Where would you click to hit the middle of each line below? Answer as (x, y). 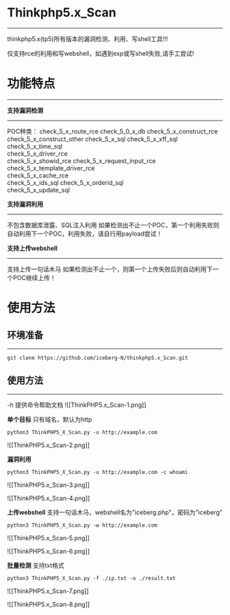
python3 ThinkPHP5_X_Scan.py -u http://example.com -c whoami (98, 472)
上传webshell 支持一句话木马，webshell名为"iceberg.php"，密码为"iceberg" (115, 512)
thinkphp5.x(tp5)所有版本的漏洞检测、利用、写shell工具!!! (88, 38)
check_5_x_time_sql (35, 146)
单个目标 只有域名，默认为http (50, 419)
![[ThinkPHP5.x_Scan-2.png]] (49, 445)
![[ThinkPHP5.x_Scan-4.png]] (49, 498)
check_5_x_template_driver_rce (51, 168)
